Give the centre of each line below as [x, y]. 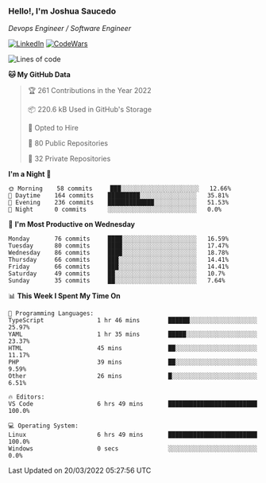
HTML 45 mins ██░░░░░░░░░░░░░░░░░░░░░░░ [133, 349]
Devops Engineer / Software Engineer [70, 29]
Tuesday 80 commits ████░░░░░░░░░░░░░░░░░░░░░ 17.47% [118, 246]
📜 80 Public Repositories [68, 143]
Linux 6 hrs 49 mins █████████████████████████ [133, 435]
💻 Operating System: [44, 426]
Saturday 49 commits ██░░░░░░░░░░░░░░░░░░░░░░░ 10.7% [117, 274]
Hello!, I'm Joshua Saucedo [62, 11]
